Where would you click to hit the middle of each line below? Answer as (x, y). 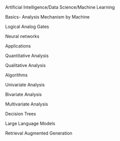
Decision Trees (21, 114)
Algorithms (16, 75)
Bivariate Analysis (23, 94)
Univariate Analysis (25, 85)
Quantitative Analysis (27, 55)
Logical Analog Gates (27, 26)
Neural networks (22, 36)
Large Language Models (30, 123)
